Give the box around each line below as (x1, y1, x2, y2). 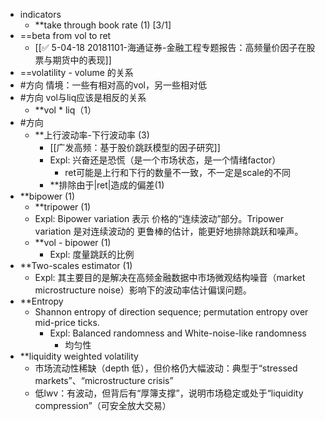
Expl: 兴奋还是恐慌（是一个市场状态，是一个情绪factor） (49, 154, 282, 166)
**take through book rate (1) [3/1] (34, 19, 172, 31)
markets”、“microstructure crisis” (34, 375, 174, 386)
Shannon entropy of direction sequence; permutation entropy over (34, 306, 309, 318)
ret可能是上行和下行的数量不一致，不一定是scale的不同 (64, 167, 291, 178)
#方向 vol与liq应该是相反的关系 (19, 92, 147, 103)
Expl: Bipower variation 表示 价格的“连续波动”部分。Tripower (34, 213, 284, 224)
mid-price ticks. (34, 317, 100, 328)
